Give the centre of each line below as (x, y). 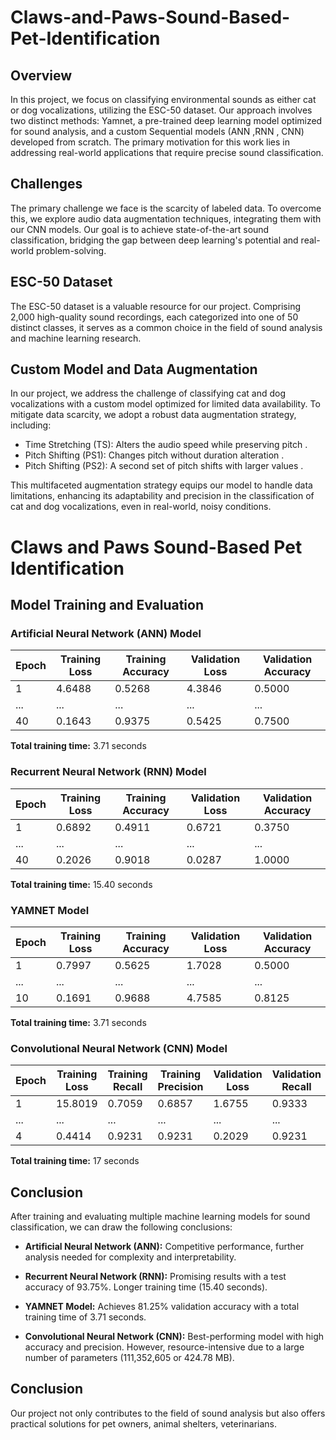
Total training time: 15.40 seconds (81, 884)
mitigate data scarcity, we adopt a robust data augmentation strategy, (153, 415)
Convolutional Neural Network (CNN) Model (119, 1048)
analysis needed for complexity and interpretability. (130, 1257)
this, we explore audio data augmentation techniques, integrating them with (166, 218)
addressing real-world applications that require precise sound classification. (167, 152)
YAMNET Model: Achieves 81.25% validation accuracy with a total (162, 1307)
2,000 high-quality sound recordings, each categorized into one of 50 (154, 317)
